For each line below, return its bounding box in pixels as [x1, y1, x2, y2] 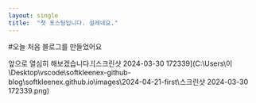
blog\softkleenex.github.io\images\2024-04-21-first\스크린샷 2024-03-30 [8, 77, 249, 86]
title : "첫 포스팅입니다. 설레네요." [8, 19, 118, 27]
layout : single [8, 11, 59, 20]
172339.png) [8, 86, 50, 95]
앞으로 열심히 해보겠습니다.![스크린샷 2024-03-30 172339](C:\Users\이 [8, 59, 233, 68]
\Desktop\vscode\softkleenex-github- [8, 67, 131, 77]
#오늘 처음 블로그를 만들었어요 [8, 41, 103, 51]
